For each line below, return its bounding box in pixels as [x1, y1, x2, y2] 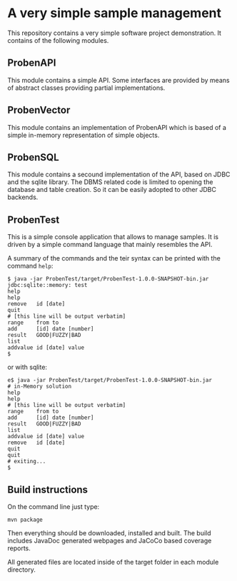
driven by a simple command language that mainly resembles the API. [7, 241, 213, 249]
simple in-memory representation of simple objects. [7, 131, 160, 139]
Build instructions [7, 483, 88, 495]
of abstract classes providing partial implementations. [7, 84, 166, 92]
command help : [7, 262, 54, 271]
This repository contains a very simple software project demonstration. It [7, 29, 221, 37]
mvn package [7, 516, 43, 523]
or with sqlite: [7, 363, 48, 372]
